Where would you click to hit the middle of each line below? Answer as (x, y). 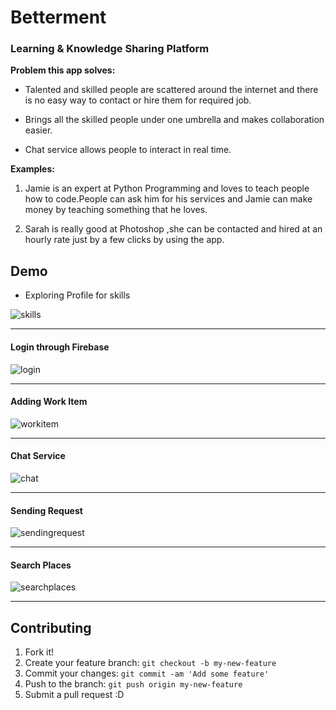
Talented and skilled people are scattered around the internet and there (171, 90)
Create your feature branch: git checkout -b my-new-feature (150, 663)
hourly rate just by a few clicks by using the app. (124, 240)
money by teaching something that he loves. (116, 210)
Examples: (32, 169)
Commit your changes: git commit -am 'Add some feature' (147, 673)
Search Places (41, 565)
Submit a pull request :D (74, 695)
